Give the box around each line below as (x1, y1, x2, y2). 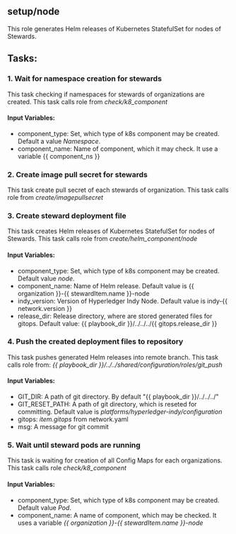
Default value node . (17, 274, 76, 283)
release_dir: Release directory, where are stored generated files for (17, 312, 213, 320)
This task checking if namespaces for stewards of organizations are (7, 90, 205, 98)
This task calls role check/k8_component (7, 464, 127, 472)
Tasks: (7, 52, 37, 64)
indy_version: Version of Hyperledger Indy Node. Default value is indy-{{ (17, 297, 228, 305)
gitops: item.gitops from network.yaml (17, 415, 129, 424)
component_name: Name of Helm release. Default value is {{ (17, 281, 194, 290)
